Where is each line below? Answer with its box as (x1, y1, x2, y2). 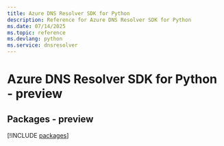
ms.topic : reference (7, 29, 66, 36)
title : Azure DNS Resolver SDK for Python (7, 10, 130, 17)
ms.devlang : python (7, 36, 63, 42)
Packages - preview (7, 113, 94, 125)
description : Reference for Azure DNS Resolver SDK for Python (7, 16, 192, 23)
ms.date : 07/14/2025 (7, 23, 66, 29)
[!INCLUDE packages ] (7, 132, 69, 139)
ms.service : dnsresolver (7, 42, 78, 49)
